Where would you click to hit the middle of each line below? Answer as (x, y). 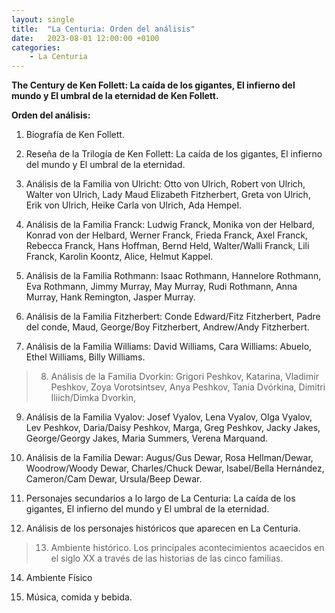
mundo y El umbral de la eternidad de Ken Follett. (115, 96)
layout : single (43, 19)
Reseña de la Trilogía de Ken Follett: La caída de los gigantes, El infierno (174, 154)
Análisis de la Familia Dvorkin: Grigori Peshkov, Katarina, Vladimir (184, 377)
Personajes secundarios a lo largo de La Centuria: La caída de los (160, 498)
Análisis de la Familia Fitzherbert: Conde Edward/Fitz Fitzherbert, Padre (173, 317)
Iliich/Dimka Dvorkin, (93, 398)
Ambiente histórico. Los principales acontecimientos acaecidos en (187, 548)
